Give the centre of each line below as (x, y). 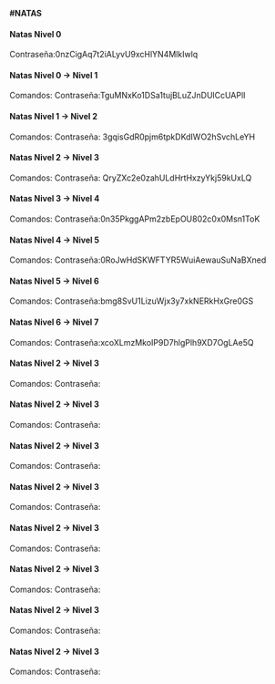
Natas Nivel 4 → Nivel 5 (55, 240)
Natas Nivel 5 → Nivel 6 (55, 281)
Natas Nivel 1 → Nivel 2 (54, 116)
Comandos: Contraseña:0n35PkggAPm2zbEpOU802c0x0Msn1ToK (135, 219)
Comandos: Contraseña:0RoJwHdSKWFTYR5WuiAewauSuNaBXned (138, 260)
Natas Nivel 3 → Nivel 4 (55, 199)
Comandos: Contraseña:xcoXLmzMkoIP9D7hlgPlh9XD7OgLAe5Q (132, 342)
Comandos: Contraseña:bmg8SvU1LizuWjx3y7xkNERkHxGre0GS (132, 301)
